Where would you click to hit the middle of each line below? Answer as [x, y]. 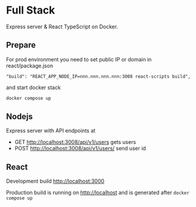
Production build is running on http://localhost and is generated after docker [98, 193]
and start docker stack [33, 87]
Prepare [21, 45]
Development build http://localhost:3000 [55, 181]
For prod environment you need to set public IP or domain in [79, 59]
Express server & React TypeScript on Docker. [62, 27]
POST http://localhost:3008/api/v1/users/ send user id [80, 149]
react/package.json [30, 65]
